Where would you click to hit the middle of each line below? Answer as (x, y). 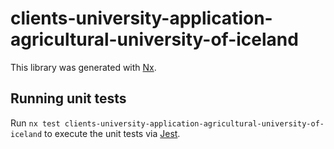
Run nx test (35, 123)
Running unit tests (68, 98)
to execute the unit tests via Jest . (112, 133)
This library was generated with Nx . (83, 67)
